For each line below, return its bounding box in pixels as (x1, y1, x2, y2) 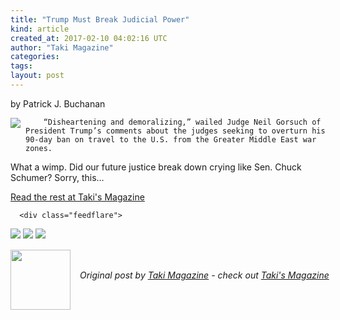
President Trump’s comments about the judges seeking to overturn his (25, 126, 326, 136)
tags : (10, 61, 33, 71)
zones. (25, 143, 53, 153)
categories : (10, 52, 60, 62)
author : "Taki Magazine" (10, 42, 114, 53)
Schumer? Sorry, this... (10, 171, 105, 183)
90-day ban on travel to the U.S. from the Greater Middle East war (25, 134, 317, 145)
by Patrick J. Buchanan (10, 97, 106, 110)
